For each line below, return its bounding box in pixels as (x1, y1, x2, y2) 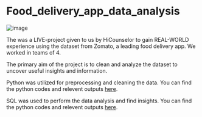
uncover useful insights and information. (6, 67, 108, 74)
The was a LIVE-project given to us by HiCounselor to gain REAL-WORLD (6, 36, 189, 43)
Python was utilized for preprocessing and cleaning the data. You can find (6, 79, 192, 86)
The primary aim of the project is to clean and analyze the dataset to (6, 61, 178, 68)
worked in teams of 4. (6, 48, 61, 56)
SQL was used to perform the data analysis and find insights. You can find (6, 97, 192, 104)
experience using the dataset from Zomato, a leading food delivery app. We (6, 42, 196, 50)
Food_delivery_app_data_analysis (6, 4, 181, 18)
